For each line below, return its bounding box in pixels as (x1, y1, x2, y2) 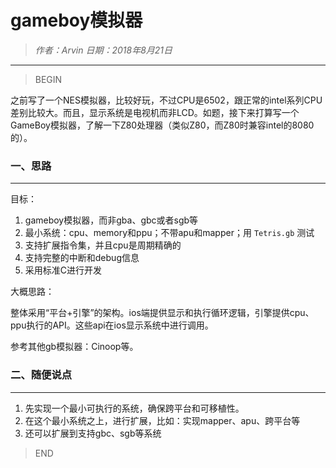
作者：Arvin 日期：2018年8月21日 (34, 44, 173, 56)
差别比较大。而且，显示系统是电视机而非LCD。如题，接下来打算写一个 (10, 106, 300, 118)
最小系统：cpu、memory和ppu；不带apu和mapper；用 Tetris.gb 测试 (24, 227, 315, 239)
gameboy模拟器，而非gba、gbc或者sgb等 (24, 214, 199, 226)
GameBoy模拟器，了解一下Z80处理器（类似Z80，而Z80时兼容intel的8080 (10, 119, 315, 131)
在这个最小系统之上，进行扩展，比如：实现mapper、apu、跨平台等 (24, 414, 301, 426)
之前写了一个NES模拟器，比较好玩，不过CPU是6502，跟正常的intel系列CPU (10, 94, 323, 106)
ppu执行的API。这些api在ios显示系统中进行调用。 (10, 319, 214, 331)
